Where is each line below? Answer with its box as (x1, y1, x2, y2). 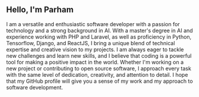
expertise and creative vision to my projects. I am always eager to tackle (6, 46, 184, 53)
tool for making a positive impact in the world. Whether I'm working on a (6, 58, 184, 65)
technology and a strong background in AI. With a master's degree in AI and (6, 27, 193, 34)
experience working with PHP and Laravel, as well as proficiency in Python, (6, 33, 192, 40)
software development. (6, 83, 63, 91)
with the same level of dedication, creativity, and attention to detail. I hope (6, 71, 188, 78)
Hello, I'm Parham (6, 5, 74, 15)
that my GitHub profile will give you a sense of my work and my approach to (6, 77, 193, 85)
